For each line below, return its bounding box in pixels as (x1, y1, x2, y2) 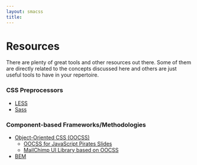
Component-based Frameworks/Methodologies (6, 120, 146, 128)
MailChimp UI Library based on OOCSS (23, 147, 119, 154)
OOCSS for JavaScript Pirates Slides (23, 140, 112, 147)
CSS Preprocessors (6, 86, 64, 94)
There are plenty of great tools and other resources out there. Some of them (6, 59, 192, 66)
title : (6, 14, 22, 20)
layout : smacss (6, 8, 44, 15)
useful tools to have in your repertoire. (6, 71, 99, 78)
